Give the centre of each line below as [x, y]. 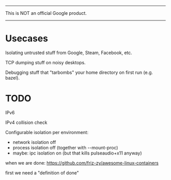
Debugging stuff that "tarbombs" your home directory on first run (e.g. [79, 72]
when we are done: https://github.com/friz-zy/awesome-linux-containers [82, 163]
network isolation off [34, 142]
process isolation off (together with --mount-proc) [65, 147]
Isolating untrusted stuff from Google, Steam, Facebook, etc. [69, 53]
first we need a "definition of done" [42, 173]
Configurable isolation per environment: [47, 132]
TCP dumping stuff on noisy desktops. [46, 62]
